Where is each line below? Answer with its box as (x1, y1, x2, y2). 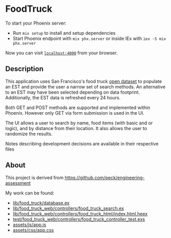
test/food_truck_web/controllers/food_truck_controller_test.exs (12, 216, 145, 222)
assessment (5, 180, 31, 186)
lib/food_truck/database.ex (12, 200, 70, 206)
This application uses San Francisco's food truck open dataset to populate (5, 78, 162, 84)
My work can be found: (5, 190, 55, 196)
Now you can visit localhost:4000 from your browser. (5, 50, 118, 56)
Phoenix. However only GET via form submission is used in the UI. (5, 110, 144, 116)
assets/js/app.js (12, 221, 47, 228)
